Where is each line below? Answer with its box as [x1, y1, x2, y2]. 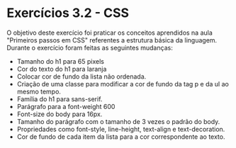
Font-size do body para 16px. [16, 110, 103, 118]
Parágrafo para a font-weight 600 [16, 102, 116, 110]
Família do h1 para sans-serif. [16, 94, 103, 103]
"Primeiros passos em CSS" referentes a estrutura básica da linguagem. [6, 35, 218, 44]
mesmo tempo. [16, 87, 62, 96]
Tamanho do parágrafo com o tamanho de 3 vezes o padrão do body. [16, 117, 220, 125]
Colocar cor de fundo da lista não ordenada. [16, 72, 147, 81]
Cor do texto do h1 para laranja [16, 64, 107, 73]
